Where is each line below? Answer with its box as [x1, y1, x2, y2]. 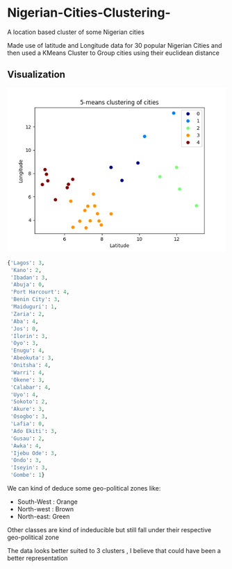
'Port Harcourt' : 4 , [10, 289, 70, 296]
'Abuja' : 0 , [10, 281, 45, 289]
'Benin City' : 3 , [10, 296, 60, 303]
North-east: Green [17, 512, 70, 520]
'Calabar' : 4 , [10, 384, 51, 391]
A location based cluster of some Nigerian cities [7, 28, 144, 36]
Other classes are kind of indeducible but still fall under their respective [7, 526, 212, 534]
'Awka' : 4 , [10, 442, 42, 449]
